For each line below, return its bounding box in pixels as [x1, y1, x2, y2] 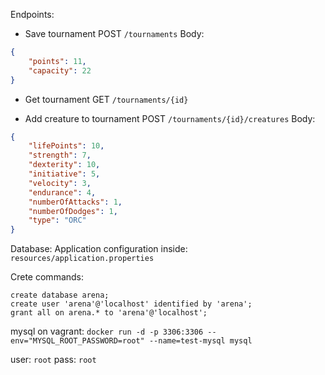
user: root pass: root [10, 354, 97, 366]
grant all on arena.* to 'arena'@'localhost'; [10, 308, 208, 318]
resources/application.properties [10, 254, 155, 264]
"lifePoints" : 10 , [28, 141, 105, 151]
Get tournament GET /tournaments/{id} [24, 93, 189, 105]
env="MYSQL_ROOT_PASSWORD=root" [10, 336, 145, 346]
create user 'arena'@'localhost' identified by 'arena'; [10, 299, 253, 309]
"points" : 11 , [28, 56, 87, 66]
